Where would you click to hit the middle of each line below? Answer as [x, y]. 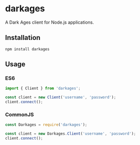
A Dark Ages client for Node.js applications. [49, 22]
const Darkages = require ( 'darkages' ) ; [46, 125]
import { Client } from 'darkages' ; [43, 89]
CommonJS [20, 114]
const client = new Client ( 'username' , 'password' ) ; [61, 97]
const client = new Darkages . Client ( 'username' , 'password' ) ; [70, 134]
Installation [23, 38]
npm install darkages [27, 49]
